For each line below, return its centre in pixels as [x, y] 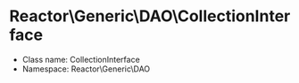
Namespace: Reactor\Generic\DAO [86, 69]
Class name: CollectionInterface [81, 59]
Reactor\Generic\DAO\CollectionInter [150, 16]
